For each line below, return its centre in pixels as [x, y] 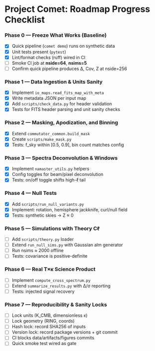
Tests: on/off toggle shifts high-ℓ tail [49, 180]
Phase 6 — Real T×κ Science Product [50, 269]
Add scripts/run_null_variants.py [48, 204]
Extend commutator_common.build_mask [51, 133]
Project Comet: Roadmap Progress [77, 9]
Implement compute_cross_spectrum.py [51, 280]
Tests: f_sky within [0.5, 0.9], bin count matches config [68, 145]
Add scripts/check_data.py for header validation [62, 104]
